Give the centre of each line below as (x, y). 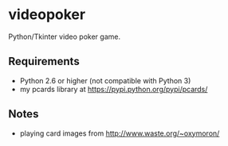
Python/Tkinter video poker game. (65, 36)
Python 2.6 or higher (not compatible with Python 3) (105, 80)
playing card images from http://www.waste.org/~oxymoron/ (120, 133)
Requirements (44, 61)
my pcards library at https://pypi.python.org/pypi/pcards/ (114, 89)
